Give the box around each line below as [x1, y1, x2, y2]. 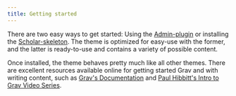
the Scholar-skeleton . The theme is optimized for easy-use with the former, [7, 37, 225, 46]
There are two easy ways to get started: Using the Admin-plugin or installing [7, 30, 229, 38]
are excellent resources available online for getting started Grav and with [7, 66, 218, 74]
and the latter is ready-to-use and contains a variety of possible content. [7, 44, 218, 53]
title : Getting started [7, 10, 77, 18]
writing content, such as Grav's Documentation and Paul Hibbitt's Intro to [7, 73, 220, 82]
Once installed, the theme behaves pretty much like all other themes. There [7, 58, 225, 67]
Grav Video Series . [7, 80, 62, 89]
